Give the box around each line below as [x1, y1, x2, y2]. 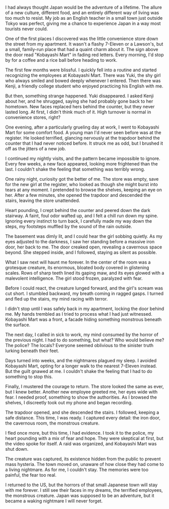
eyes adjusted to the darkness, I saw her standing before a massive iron [5, 239, 155, 244]
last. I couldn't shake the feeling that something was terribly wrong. [5, 166, 145, 172]
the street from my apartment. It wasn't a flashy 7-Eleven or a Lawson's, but [5, 41, 163, 47]
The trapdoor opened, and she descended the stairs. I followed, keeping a [5, 409, 159, 415]
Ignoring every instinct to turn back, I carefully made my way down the [5, 218, 152, 224]
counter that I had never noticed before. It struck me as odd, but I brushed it [5, 140, 163, 146]
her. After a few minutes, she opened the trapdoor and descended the [5, 192, 151, 198]
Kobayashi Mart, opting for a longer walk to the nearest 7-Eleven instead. [5, 363, 157, 369]
